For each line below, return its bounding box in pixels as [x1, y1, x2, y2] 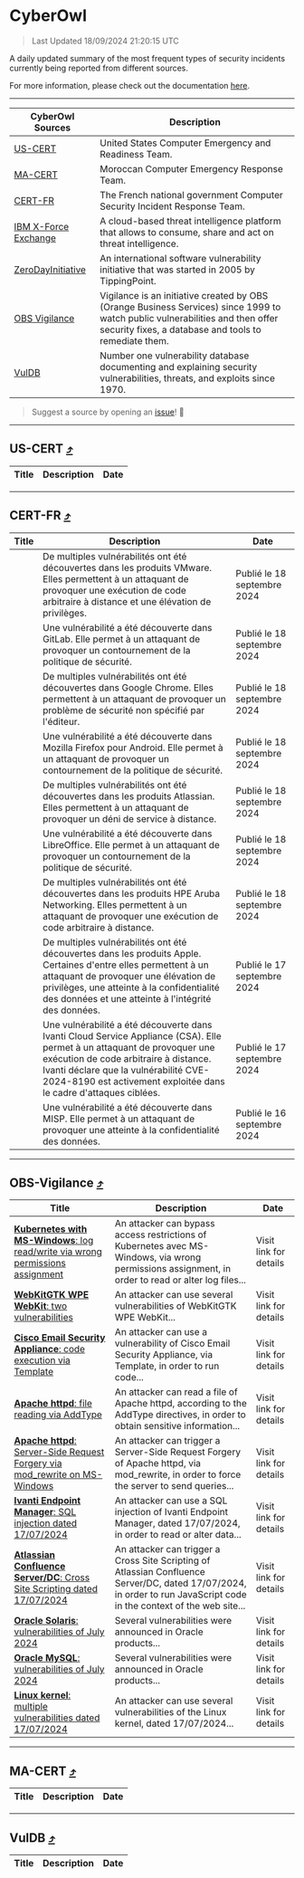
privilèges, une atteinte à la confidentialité [42, 981, 220, 994]
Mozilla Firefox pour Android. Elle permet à [42, 741, 223, 754]
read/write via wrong [14, 1245, 102, 1258]
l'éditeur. [42, 715, 81, 728]
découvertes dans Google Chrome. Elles [42, 681, 214, 693]
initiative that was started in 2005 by [99, 263, 255, 276]
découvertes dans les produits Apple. [42, 947, 202, 959]
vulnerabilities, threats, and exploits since [99, 372, 276, 385]
